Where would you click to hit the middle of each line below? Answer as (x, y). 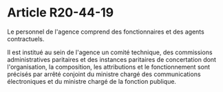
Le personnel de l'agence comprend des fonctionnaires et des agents (106, 32)
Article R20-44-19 (61, 13)
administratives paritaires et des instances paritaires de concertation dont (112, 59)
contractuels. (26, 38)
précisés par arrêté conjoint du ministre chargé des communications (104, 74)
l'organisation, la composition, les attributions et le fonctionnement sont (109, 67)
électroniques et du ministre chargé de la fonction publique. (92, 81)
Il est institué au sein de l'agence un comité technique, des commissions (110, 52)
